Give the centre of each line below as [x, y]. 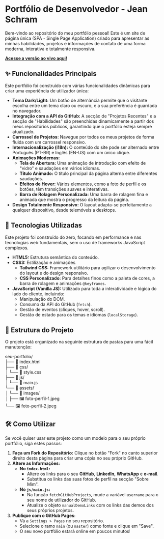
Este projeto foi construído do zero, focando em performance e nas [73, 237]
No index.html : [35, 469]
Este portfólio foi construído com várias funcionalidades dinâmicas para [78, 85]
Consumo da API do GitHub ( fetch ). [55, 304]
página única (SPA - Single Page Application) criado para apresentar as [77, 38]
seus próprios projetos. [50, 511]
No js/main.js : [35, 489]
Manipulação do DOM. [42, 299]
